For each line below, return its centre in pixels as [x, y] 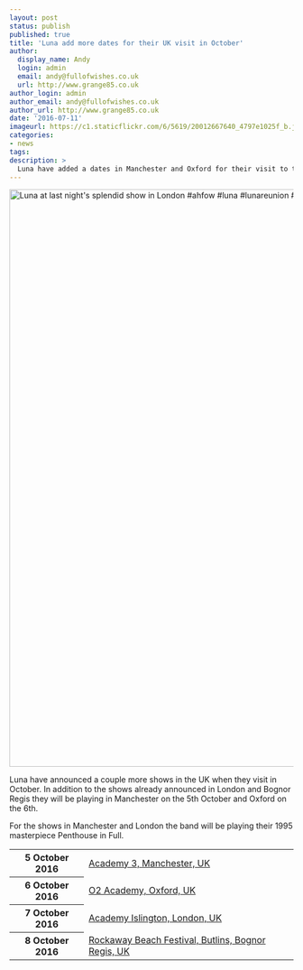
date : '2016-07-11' [46, 118]
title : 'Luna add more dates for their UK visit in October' [127, 43]
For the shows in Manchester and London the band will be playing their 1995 [151, 826]
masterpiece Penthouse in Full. [67, 836]
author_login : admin [48, 93]
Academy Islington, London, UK [156, 919]
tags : [19, 152]
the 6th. [24, 808]
